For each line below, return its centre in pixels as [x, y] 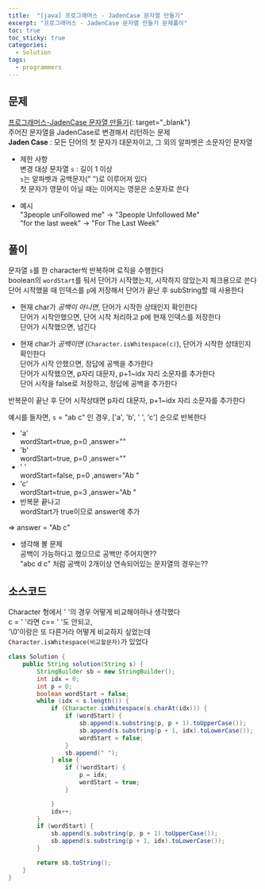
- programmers [38, 68]
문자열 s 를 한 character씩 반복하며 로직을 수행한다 [86, 270]
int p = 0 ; [55, 686]
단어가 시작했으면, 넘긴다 [58, 327]
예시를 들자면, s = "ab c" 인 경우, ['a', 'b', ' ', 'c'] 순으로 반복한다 [108, 417]
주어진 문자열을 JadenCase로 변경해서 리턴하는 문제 [89, 132]
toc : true [25, 30]
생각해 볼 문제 [41, 544]
